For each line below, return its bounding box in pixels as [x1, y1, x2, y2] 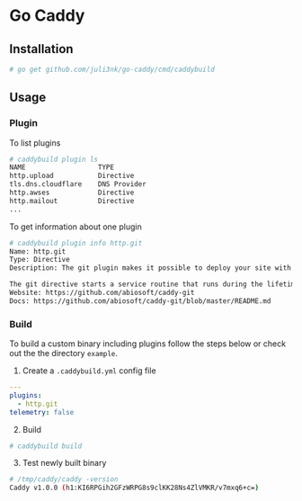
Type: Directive [9, 255, 70, 264]
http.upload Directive [9, 172, 135, 181]
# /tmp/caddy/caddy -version [9, 475, 119, 484]
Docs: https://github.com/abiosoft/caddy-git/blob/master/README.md [9, 296, 271, 306]
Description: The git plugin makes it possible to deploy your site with [9, 264, 292, 273]
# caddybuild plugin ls [9, 155, 99, 164]
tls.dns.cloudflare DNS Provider [9, 180, 147, 189]
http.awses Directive [9, 188, 135, 198]
